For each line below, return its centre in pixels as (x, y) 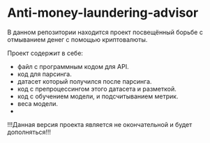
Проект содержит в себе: (45, 53)
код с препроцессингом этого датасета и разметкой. (97, 89)
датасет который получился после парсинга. (84, 81)
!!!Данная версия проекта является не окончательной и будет (100, 124)
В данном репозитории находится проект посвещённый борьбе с (105, 32)
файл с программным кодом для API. (73, 66)
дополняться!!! (29, 132)
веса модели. (37, 103)
